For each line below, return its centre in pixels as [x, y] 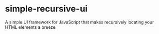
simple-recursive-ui [46, 9]
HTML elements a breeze [30, 27]
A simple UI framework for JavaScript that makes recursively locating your [79, 22]
